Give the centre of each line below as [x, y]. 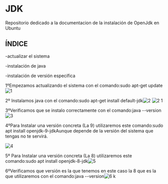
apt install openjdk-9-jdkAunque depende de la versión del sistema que [79, 131]
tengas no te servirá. [27, 136]
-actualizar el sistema [27, 56]
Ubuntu [13, 28]
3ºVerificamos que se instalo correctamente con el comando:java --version [83, 110]
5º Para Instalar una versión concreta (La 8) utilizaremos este [69, 156]
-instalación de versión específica [40, 76]
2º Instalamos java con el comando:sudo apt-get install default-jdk [74, 100]
